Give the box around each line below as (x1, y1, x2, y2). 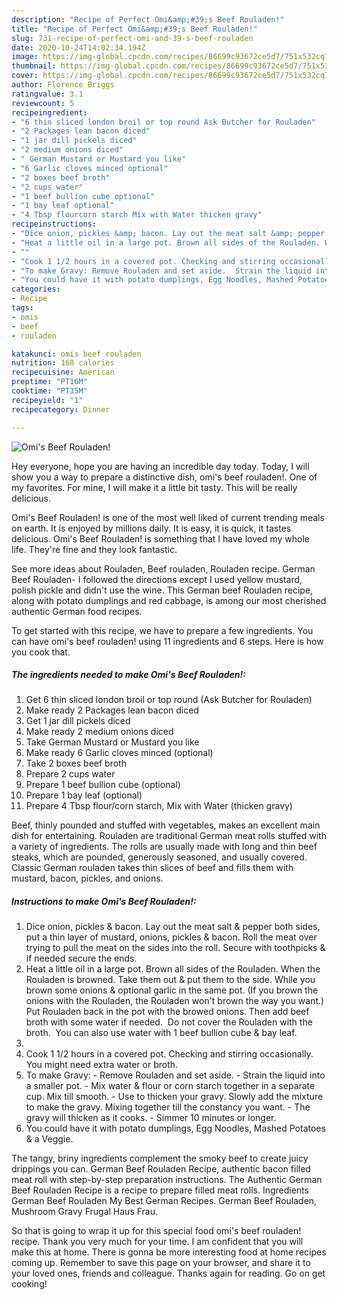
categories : (11, 284, 61, 295)
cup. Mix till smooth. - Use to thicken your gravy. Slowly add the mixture (25, 1091, 324, 1103)
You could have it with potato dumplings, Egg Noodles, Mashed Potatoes (25, 1122, 326, 1135)
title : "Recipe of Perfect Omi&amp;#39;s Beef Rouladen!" (11, 24, 258, 34)
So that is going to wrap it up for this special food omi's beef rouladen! (11, 1225, 302, 1237)
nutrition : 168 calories (11, 358, 115, 368)
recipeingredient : (11, 107, 88, 118)
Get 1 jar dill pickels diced (25, 715, 131, 727)
